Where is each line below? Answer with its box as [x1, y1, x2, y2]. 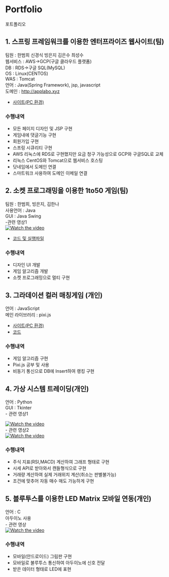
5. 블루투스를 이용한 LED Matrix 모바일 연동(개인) [5, 494, 152, 503]
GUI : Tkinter [5, 405, 32, 411]
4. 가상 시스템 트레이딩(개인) [5, 384, 89, 393]
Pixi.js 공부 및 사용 [12, 362, 50, 368]
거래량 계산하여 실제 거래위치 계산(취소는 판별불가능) [12, 472, 117, 478]
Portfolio [5, 4, 43, 15]
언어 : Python [5, 399, 32, 405]
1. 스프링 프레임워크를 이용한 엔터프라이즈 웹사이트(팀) [5, 37, 164, 46]
